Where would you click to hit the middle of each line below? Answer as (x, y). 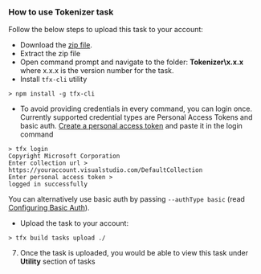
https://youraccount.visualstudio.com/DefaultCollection (106, 170)
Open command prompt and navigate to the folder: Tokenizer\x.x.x (131, 62)
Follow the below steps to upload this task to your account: (106, 30)
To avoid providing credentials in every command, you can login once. (136, 109)
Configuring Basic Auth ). (49, 208)
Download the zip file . (56, 45)
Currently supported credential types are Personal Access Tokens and (136, 117)
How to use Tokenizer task (61, 12)
